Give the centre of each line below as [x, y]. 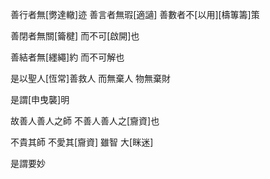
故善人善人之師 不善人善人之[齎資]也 [85, 121]
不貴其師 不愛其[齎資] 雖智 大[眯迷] [82, 142]
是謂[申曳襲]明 [40, 99]
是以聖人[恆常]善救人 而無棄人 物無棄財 [91, 78]
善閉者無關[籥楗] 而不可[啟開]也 [75, 36]
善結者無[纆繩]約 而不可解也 [67, 57]
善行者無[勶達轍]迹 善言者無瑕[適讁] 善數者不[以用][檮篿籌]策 [135, 14]
